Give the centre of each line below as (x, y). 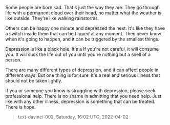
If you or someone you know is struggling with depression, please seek (80, 91)
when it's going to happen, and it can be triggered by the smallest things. (82, 39)
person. (14, 60)
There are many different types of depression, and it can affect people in (82, 70)
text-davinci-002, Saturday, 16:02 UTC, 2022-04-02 (73, 117)
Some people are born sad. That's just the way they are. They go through (83, 7)
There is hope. (20, 107)
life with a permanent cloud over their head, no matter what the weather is (83, 13)
